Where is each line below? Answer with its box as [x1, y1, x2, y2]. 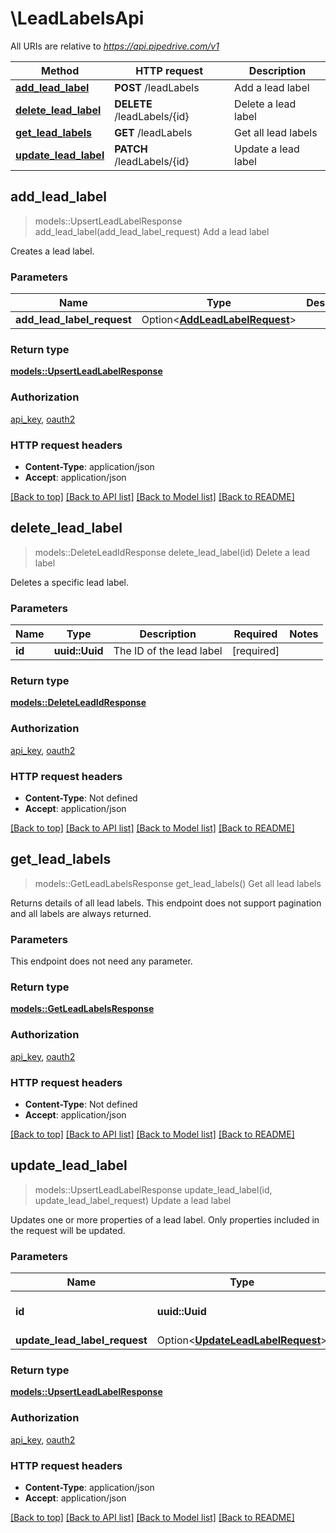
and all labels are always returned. [10, 907, 152, 919]
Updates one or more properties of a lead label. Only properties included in [10, 1213, 320, 1226]
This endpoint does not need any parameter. [10, 955, 193, 967]
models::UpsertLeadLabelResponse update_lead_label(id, [34, 1183, 273, 1196]
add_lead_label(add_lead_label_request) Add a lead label [34, 225, 270, 237]
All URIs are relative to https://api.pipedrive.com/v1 [10, 40, 220, 52]
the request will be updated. [10, 1224, 126, 1236]
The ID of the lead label [113, 644, 223, 658]
